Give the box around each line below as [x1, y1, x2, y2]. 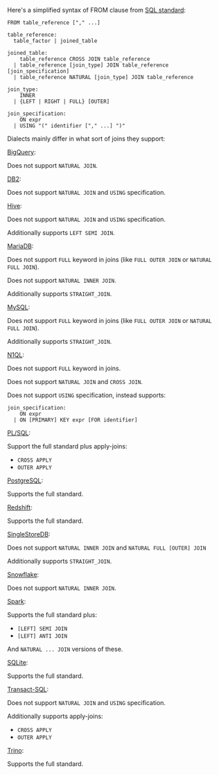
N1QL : [7, 351, 24, 359]
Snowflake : [7, 571, 40, 578]
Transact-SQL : [7, 686, 49, 693]
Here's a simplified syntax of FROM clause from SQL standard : [7, 6, 186, 14]
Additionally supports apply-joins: [7, 712, 103, 720]
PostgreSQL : [7, 476, 44, 485]
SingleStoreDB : [7, 530, 51, 538]
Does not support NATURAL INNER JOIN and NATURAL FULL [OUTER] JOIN [7, 543, 207, 552]
